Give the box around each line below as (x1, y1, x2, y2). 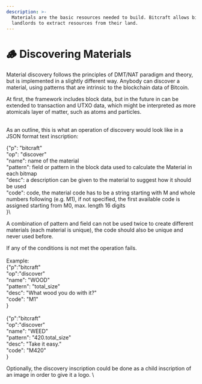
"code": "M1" (6, 296, 39, 303)
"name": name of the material (6, 157, 79, 164)
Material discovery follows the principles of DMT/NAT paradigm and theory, (6, 71, 194, 78)
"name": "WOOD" (6, 276, 50, 283)
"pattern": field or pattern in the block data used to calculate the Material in (6, 164, 192, 171)
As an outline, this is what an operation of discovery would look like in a (6, 126, 183, 134)
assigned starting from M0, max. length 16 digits (6, 202, 126, 209)
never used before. (6, 233, 54, 240)
